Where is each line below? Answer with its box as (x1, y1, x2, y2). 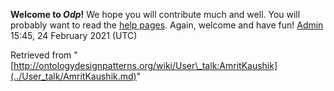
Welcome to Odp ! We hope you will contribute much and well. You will (10, 9, 301, 20)
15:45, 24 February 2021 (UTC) (10, 30, 138, 41)
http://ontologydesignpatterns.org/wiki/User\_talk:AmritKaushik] (13, 60, 278, 71)
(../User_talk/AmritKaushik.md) (10, 70, 137, 82)
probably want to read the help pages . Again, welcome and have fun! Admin (10, 19, 324, 31)
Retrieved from (10, 49, 72, 61)
